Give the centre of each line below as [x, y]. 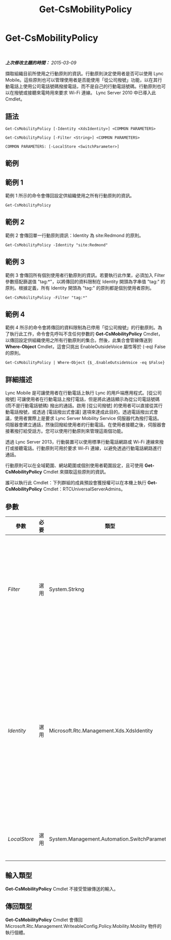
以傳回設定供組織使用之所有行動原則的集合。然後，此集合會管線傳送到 [79, 341]
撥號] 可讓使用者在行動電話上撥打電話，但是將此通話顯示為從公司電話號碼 [83, 399]
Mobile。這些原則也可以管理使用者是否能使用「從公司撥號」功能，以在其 [81, 80]
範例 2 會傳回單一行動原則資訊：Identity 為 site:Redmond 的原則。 [75, 235]
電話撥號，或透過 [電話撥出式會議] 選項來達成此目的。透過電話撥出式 [82, 412]
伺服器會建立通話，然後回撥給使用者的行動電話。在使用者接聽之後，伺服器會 [85, 425]
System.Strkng [67, 589]
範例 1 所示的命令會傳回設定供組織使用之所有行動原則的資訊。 [70, 195]
